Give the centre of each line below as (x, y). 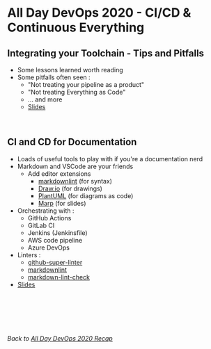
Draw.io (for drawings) (70, 188)
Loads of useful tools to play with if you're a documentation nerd (110, 159)
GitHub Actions (49, 218)
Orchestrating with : (46, 211)
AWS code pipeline (55, 240)
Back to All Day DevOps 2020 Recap (60, 338)
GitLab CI (41, 225)
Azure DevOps (48, 247)
